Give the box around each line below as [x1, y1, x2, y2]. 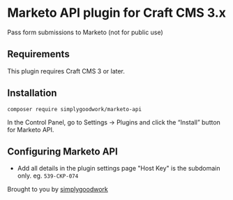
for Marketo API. [7, 125, 54, 134]
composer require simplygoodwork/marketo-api [7, 106, 142, 113]
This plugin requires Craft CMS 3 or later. [7, 66, 126, 75]
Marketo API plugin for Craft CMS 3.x [7, 5, 227, 21]
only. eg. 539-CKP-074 [17, 171, 79, 180]
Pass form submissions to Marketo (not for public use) [7, 28, 164, 36]
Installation [7, 87, 57, 99]
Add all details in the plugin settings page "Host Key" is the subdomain [17, 164, 220, 173]
